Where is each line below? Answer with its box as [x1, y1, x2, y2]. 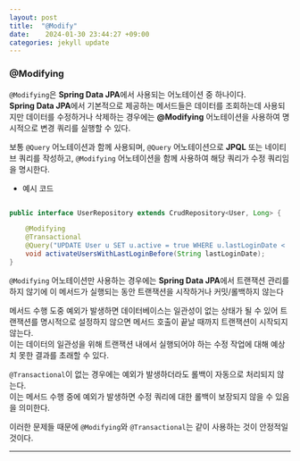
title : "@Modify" [9, 21, 78, 30]
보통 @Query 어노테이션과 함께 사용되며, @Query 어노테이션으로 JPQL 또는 [9, 141, 263, 152]
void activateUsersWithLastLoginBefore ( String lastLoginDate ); [25, 249, 266, 259]
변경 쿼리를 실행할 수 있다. [39, 122, 131, 133]
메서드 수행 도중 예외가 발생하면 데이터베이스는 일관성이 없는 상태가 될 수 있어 [9, 305, 279, 315]
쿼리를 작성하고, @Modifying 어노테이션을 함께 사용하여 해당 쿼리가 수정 [18, 153, 266, 163]
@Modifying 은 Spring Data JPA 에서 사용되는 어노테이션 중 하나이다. [9, 88, 247, 99]
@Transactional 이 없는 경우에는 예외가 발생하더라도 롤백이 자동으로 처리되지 [9, 368, 275, 380]
